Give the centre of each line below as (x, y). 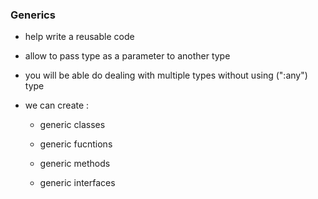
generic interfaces (77, 183)
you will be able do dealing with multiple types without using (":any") (166, 75)
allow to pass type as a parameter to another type (127, 56)
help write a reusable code (79, 37)
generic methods (75, 164)
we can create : (57, 105)
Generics (33, 15)
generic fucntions (76, 144)
